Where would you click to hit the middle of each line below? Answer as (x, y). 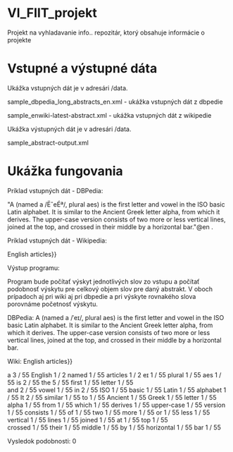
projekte (19, 39)
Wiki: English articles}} (40, 361)
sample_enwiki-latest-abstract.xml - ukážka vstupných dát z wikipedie (109, 115)
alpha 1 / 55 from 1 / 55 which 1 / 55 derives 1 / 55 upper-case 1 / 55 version (116, 405)
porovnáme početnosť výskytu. (53, 304)
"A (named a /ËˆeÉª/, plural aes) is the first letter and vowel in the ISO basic (116, 204)
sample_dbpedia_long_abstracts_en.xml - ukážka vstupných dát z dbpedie (115, 102)
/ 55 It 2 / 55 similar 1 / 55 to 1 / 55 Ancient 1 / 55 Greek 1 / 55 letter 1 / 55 (112, 397)
